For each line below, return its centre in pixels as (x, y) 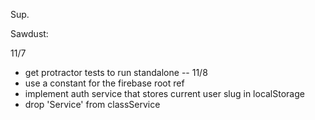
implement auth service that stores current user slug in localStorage (164, 93)
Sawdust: (29, 33)
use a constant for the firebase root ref (104, 83)
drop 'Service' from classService (92, 104)
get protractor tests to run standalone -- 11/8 (116, 72)
